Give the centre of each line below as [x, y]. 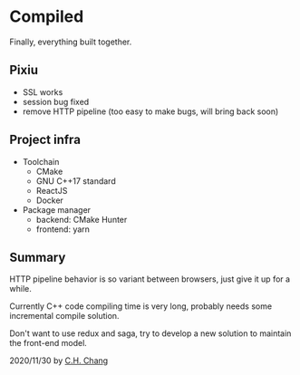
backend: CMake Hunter [82, 219]
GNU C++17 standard [76, 181]
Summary [38, 257]
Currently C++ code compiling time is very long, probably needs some [141, 306]
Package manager [57, 209]
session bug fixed [56, 101]
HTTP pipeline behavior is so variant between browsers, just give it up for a [150, 279]
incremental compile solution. [64, 316]
